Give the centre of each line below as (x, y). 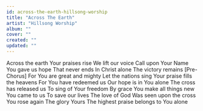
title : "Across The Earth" (41, 18)
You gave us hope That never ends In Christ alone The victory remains (95, 69)
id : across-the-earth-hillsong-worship (57, 12)
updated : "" (21, 46)
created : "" (21, 40)
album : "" (19, 29)
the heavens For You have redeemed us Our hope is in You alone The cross (101, 82)
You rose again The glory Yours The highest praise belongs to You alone (97, 101)
